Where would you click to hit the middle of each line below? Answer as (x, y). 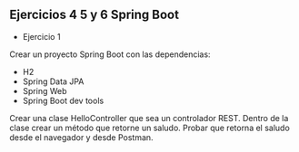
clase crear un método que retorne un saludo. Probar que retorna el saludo (150, 128)
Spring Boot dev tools (63, 100)
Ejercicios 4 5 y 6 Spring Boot (95, 15)
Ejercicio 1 (41, 36)
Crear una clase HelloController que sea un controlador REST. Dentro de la (149, 118)
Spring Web (45, 90)
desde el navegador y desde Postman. (81, 137)
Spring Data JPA (53, 81)
